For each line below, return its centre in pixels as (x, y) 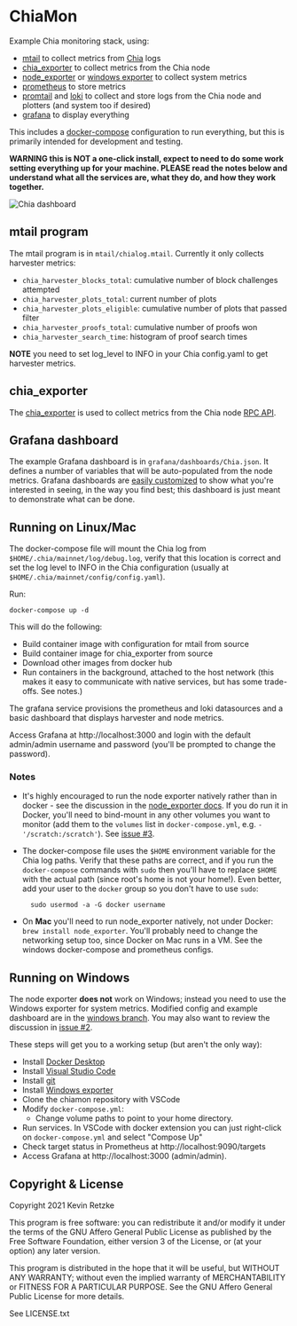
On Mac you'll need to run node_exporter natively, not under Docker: (147, 921)
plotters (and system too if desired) (86, 105)
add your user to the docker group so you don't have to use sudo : (140, 888)
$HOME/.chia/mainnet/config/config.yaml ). (87, 577)
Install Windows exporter (67, 1090)
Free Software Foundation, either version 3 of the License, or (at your (136, 1242)
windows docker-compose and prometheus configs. (118, 950)
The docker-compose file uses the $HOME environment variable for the (149, 851)
